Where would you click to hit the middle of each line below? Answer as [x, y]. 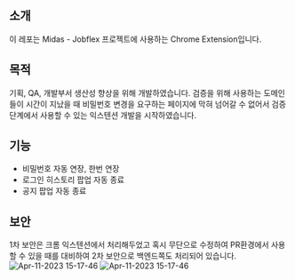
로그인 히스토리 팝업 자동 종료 [73, 180]
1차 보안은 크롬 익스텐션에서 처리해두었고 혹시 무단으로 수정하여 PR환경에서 [139, 245]
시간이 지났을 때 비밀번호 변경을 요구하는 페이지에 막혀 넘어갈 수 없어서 [147, 104]
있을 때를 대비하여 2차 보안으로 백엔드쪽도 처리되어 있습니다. [132, 256]
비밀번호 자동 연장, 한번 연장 [71, 169]
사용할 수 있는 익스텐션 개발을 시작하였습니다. [118, 115]
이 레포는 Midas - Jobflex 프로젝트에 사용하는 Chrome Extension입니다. [136, 39]
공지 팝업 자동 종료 [54, 191]
